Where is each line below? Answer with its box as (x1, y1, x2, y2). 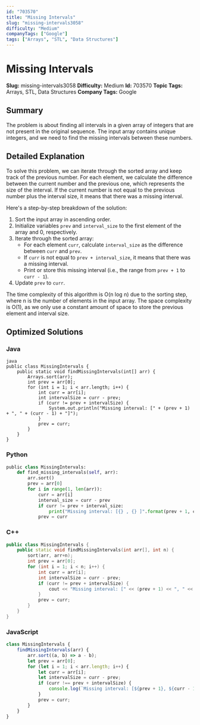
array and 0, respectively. (14, 228, 77, 236)
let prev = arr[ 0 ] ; (27, 658, 76, 664)
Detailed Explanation (6, 152, 85, 162)
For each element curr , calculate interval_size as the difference (23, 241, 183, 248)
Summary (6, 106, 43, 116)
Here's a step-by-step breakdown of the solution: (6, 204, 127, 211)
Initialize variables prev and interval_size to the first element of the (14, 222, 182, 229)
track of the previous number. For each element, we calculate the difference (6, 174, 193, 181)
